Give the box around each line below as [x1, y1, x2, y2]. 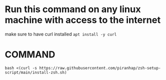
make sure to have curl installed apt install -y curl [5, 31, 117, 37]
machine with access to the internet [5, 14, 161, 26]
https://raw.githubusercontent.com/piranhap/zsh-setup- [39, 65, 161, 70]
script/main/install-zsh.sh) [5, 70, 67, 75]
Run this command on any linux [5, 4, 141, 15]
